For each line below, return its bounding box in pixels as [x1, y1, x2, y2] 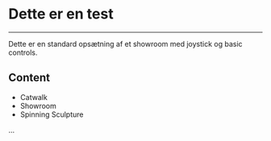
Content [8, 71, 51, 85]
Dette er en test [8, 5, 115, 23]
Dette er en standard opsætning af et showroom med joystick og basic [8, 39, 244, 48]
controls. [8, 48, 38, 57]
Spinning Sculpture [19, 110, 84, 119]
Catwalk [19, 92, 48, 102]
